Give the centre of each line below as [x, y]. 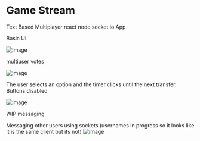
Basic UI [16, 38]
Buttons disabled [27, 90]
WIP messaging [25, 114]
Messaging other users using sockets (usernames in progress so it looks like [100, 125]
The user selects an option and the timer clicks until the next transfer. [92, 84]
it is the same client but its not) [44, 131]
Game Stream [41, 10]
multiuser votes [25, 61]
